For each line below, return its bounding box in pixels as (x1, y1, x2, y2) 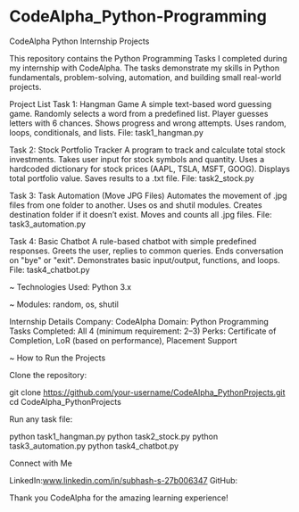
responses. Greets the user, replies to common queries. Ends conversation (9, 245, 284, 256)
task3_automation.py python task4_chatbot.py (9, 440, 179, 451)
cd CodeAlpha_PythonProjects (9, 396, 122, 407)
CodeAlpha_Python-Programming (9, 6, 268, 27)
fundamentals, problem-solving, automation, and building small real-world (9, 71, 282, 82)
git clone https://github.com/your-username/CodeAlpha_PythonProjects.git (9, 386, 286, 398)
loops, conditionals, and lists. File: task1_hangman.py (9, 127, 203, 137)
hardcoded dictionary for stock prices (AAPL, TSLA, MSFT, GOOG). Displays (9, 163, 290, 174)
